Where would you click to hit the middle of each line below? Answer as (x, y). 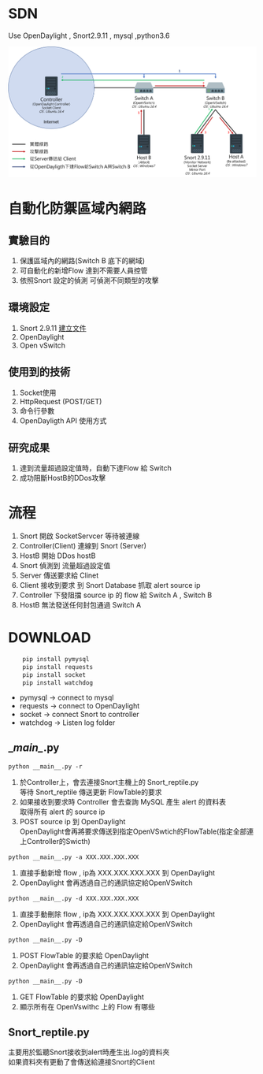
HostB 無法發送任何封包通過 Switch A (80, 605)
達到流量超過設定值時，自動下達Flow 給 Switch (95, 468)
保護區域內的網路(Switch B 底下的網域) (82, 260)
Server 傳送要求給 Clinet (59, 575)
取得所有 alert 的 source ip (62, 812)
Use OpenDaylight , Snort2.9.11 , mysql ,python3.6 (89, 35)
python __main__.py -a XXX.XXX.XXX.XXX (74, 857)
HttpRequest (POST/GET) (61, 401)
